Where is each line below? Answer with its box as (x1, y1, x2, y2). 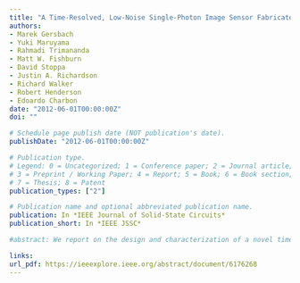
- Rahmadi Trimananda (9, 46, 90, 55)
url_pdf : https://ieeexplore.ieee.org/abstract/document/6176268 (9, 260, 257, 269)
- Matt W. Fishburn (9, 54, 82, 63)
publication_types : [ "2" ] (9, 187, 105, 196)
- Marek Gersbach (9, 29, 74, 38)
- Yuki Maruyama (9, 37, 70, 47)
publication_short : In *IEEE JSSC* (9, 220, 142, 229)
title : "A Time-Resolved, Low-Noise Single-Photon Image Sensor (9, 12, 254, 22)
